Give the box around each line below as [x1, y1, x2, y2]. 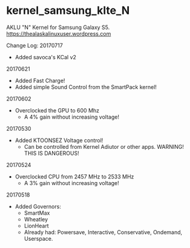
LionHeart [24, 222, 50, 229]
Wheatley [24, 215, 48, 223]
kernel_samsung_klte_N [6, 4, 130, 18]
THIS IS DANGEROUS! [24, 149, 80, 157]
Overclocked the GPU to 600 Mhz [15, 106, 100, 114]
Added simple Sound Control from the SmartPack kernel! [15, 83, 157, 91]
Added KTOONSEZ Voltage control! [15, 137, 103, 144]
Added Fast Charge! [15, 77, 65, 84]
